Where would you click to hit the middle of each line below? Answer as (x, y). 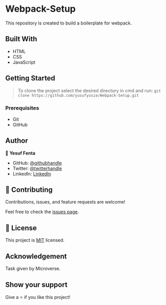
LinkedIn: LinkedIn (32, 173)
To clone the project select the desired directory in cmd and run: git (89, 90)
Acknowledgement (36, 256)
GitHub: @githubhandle (37, 163)
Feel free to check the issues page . (42, 212)
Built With (21, 39)
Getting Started (30, 78)
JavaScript (24, 62)
